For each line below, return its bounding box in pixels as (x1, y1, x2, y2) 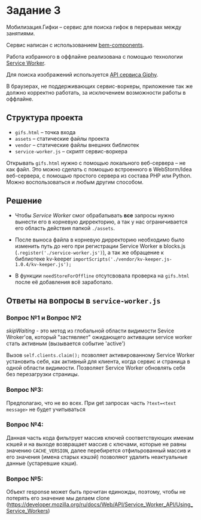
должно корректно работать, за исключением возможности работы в (6, 89, 186, 96)
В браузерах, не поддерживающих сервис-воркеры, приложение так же (6, 82, 193, 90)
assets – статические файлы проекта (14, 135, 109, 142)
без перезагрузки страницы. (6, 371, 80, 378)
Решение (6, 196, 42, 206)
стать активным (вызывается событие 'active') (6, 340, 126, 347)
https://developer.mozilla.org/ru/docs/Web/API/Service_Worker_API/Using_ (8, 501, 193, 508)
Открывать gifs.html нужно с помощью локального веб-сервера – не (6, 159, 186, 167)
